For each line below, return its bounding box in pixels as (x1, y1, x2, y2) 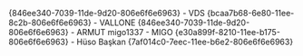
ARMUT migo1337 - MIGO (76, 27, 173, 37)
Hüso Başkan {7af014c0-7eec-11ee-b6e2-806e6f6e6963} (76, 36, 294, 47)
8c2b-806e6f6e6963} (8, 17, 92, 28)
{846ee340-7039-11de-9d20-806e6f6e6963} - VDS (8, 8, 206, 18)
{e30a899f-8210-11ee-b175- (174, 27, 280, 37)
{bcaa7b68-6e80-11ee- (206, 8, 295, 18)
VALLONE (99, 17, 136, 28)
